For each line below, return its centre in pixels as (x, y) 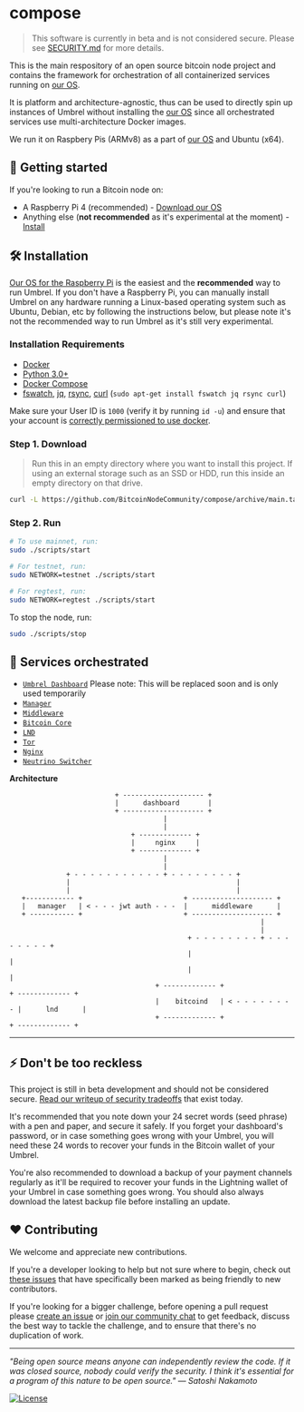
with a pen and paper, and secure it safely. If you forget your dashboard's (146, 1126)
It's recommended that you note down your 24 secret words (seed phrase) (148, 1117)
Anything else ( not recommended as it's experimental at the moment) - (156, 217)
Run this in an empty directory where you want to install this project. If (162, 464)
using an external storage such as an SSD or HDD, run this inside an (158, 474)
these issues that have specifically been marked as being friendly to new (145, 1279)
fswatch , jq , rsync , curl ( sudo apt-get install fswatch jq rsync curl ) (154, 393)
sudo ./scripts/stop (48, 633)
